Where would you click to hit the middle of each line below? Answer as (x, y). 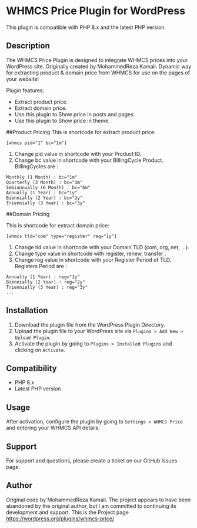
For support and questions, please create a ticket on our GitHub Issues (92, 461)
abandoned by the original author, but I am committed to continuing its (91, 506)
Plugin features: (25, 90)
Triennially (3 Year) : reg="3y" (47, 287)
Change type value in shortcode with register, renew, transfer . (90, 253)
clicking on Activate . (40, 350)
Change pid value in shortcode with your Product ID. (78, 154)
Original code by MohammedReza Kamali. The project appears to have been (98, 500)
